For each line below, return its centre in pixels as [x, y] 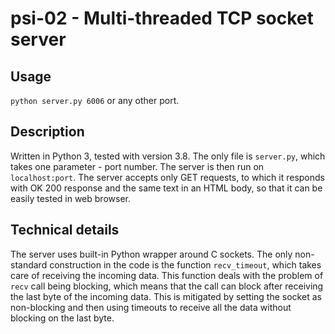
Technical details [65, 230]
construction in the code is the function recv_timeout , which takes [185, 264]
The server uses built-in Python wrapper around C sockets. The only [151, 254]
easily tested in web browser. [70, 198]
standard [29, 264]
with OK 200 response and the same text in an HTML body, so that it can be [166, 188]
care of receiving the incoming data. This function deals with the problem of [167, 275]
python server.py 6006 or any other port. [95, 100]
